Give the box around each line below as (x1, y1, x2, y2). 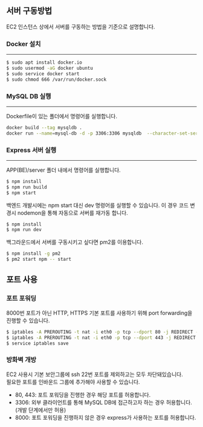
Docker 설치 (6, 39, 41, 48)
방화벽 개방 (6, 355, 37, 364)
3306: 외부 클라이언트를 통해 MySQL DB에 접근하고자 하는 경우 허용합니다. (14, 398, 192, 406)
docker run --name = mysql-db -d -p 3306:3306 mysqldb (6, 130, 142, 136)
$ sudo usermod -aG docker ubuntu (6, 65, 94, 71)
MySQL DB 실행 (6, 92, 51, 100)
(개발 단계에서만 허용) (14, 406, 66, 414)
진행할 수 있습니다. (6, 317, 50, 324)
